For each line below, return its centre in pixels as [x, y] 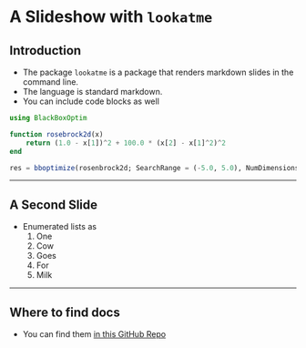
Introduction [46, 51]
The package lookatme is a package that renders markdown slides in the [158, 72]
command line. [51, 82]
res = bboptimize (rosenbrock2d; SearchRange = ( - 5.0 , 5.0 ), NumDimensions [154, 168]
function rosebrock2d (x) [56, 134]
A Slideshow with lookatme [111, 17]
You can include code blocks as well [91, 101]
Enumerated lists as [60, 227]
